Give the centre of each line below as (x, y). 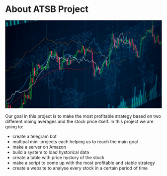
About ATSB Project (47, 9)
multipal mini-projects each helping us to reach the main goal (75, 142)
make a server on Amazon (39, 147)
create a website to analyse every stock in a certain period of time (80, 168)
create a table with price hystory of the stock (58, 158)
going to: (14, 127)
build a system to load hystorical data (51, 152)
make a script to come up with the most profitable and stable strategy (83, 163)
